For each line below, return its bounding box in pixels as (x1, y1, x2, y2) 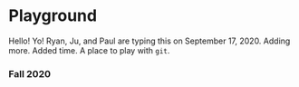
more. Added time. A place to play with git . (8, 44, 170, 55)
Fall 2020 (8, 67, 52, 80)
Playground (8, 5, 97, 26)
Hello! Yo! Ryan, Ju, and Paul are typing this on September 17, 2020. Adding (8, 35, 291, 46)
